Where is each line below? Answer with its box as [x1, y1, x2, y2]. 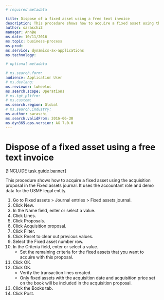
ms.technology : [5, 52, 36, 58]
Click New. [12, 202, 35, 208]
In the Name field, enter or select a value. [12, 208, 95, 214]
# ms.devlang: [5, 80, 35, 84]
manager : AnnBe [5, 30, 36, 35]
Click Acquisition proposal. [12, 223, 67, 229]
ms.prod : [5, 43, 23, 48]
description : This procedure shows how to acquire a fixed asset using [5, 20, 154, 26]
